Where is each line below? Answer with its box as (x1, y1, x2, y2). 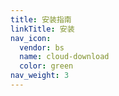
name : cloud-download (19, 52, 110, 62)
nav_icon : (10, 33, 52, 43)
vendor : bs (19, 42, 65, 53)
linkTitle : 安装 (10, 24, 75, 34)
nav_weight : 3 (10, 71, 70, 81)
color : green (19, 61, 74, 71)
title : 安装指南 (10, 14, 72, 25)
